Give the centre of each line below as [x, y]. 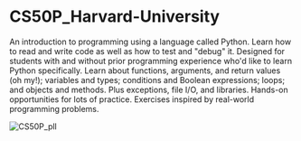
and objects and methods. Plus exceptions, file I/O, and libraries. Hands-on [149, 89]
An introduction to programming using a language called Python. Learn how [150, 42]
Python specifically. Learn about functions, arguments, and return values [145, 70]
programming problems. [54, 108]
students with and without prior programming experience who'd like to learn [150, 61]
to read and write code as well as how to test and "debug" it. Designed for [147, 51]
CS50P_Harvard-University [114, 17]
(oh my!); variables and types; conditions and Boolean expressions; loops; [147, 80]
